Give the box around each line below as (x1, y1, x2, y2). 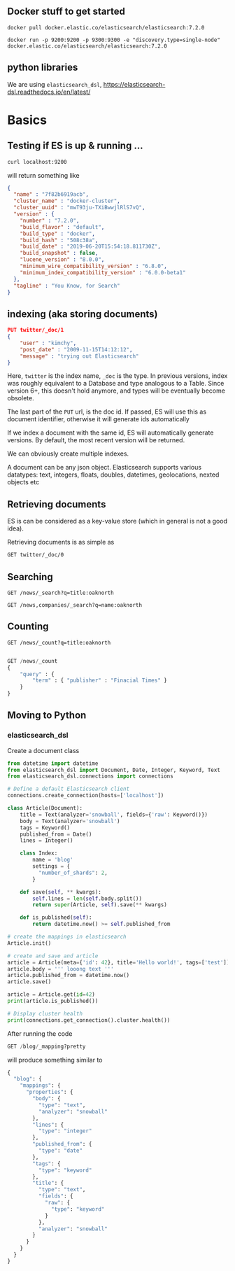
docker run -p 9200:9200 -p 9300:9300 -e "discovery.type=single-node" (7, 36, 220, 43)
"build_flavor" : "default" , (20, 223, 105, 230)
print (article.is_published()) (7, 997, 99, 1005)
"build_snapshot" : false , (20, 250, 99, 257)
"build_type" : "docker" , (20, 230, 96, 237)
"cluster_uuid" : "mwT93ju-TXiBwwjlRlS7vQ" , (13, 204, 145, 211)
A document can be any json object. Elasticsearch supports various (7, 463, 201, 472)
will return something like (7, 171, 80, 179)
